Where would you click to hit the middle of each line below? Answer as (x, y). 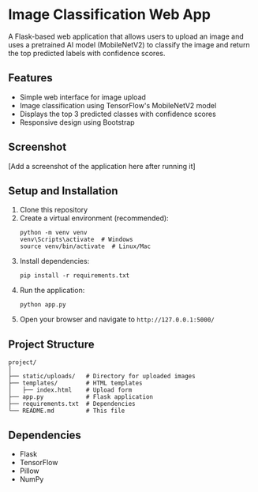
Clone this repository (54, 210)
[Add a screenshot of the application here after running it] (102, 166)
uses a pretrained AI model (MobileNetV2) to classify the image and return (129, 44)
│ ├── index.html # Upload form (70, 390)
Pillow (29, 471)
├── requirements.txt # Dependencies (72, 404)
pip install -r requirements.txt (75, 276)
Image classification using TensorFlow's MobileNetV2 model (118, 105)
